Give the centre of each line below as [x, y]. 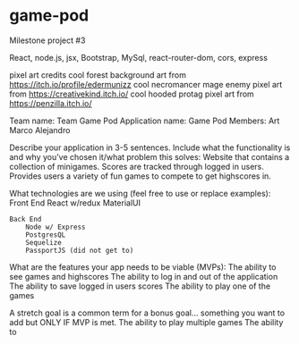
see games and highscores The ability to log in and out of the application [144, 276]
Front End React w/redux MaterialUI [75, 203]
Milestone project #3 [47, 40]
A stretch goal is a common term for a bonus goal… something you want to [147, 313]
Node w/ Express [56, 227]
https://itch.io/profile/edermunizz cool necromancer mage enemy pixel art [146, 84]
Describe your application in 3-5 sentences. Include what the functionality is [150, 147]
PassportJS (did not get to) [80, 250]
